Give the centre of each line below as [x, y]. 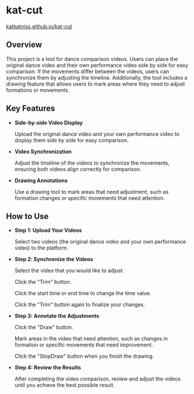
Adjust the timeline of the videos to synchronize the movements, [92, 163]
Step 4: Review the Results [48, 368]
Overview [24, 45]
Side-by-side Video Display [49, 122]
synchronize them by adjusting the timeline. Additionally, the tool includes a [97, 77]
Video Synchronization [43, 151]
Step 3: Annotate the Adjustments [57, 316]
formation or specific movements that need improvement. [84, 345]
